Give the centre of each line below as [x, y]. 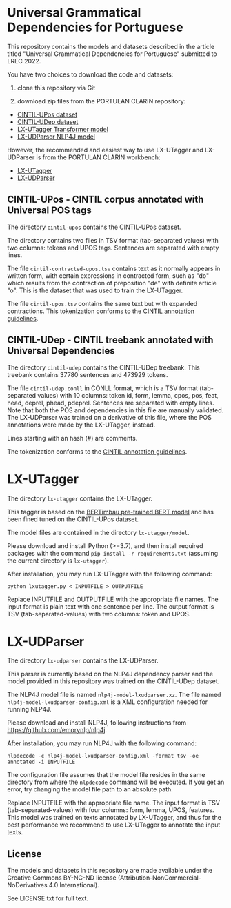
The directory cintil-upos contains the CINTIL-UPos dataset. [94, 227]
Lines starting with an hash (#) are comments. [72, 438]
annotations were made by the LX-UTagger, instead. [81, 425]
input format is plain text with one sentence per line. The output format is [111, 606]
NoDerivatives [27, 885]
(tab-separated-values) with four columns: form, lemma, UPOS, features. [111, 810]
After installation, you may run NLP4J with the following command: [102, 743]
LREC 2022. [24, 61]
